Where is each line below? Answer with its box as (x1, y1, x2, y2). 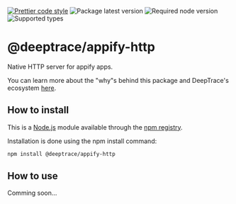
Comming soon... (7, 188, 57, 198)
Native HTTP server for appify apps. (7, 62, 113, 71)
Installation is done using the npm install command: (7, 137, 157, 145)
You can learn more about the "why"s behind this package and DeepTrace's (7, 76, 229, 84)
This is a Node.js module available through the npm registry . (7, 123, 183, 131)
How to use (7, 170, 58, 182)
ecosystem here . (7, 84, 57, 92)
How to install (7, 104, 69, 116)
